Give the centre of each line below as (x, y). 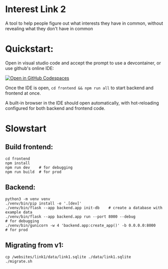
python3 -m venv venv (28, 199)
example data (19, 212)
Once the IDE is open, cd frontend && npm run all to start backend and (79, 88)
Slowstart (26, 129)
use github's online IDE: (30, 68)
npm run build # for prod (33, 172)
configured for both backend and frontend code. (55, 108)
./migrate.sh (19, 261)
